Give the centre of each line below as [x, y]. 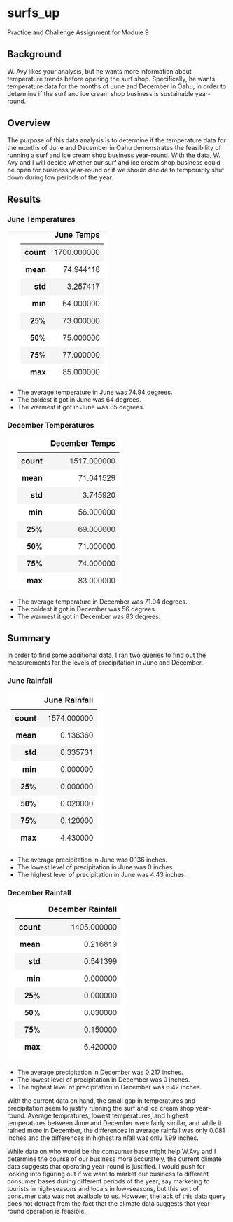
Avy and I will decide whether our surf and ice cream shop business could [114, 162]
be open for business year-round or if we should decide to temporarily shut [116, 170]
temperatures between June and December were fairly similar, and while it [115, 1122]
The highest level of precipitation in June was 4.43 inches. [102, 874]
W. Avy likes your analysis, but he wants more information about [99, 71]
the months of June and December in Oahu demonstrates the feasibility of [114, 147]
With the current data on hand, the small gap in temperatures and [101, 1100]
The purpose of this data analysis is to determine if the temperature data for [116, 140]
